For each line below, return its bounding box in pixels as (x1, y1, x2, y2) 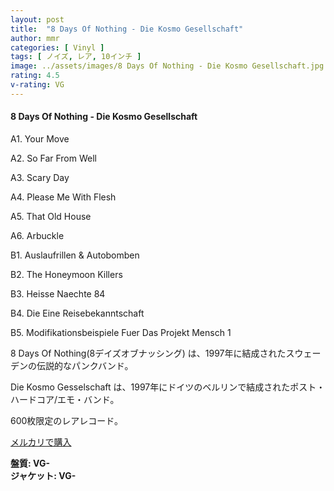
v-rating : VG (10, 80, 65, 90)
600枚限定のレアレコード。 (10, 414, 124, 426)
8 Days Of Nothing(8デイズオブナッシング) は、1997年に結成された (10, 347, 287, 359)
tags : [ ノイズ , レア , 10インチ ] (10, 52, 142, 62)
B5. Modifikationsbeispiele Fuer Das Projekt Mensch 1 (10, 326, 232, 338)
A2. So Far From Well (10, 152, 97, 164)
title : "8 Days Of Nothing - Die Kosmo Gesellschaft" (10, 24, 244, 34)
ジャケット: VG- (10, 469, 77, 481)
